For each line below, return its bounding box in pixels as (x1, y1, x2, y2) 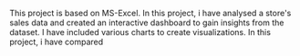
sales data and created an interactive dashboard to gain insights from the (9, 17, 284, 28)
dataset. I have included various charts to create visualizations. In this (9, 27, 272, 37)
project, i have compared (9, 36, 104, 47)
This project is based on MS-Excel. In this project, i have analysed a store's (9, 8, 292, 18)
